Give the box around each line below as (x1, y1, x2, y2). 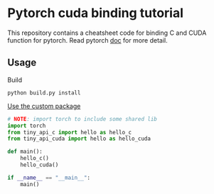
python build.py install (7, 89, 81, 97)
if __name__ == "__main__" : (7, 174, 91, 181)
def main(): (7, 148, 43, 156)
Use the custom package (7, 102, 81, 110)
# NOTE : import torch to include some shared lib (7, 115, 158, 122)
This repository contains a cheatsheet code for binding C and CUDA (7, 28, 207, 37)
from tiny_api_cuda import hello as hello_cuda (7, 135, 151, 143)
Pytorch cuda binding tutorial (7, 5, 183, 21)
